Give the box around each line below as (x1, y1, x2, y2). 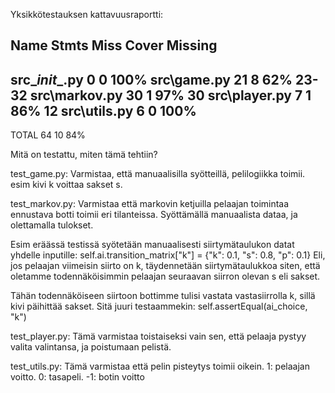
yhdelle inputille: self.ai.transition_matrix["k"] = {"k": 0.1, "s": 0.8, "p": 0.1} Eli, (10, 249, 326, 261)
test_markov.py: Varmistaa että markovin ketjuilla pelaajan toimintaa (10, 198, 290, 210)
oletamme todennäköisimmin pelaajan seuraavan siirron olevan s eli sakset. (10, 270, 321, 283)
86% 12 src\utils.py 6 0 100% (10, 102, 197, 119)
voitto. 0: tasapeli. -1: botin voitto (10, 371, 145, 383)
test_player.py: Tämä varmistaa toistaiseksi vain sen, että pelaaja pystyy (10, 330, 307, 343)
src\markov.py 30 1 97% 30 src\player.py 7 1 (29, 87, 312, 104)
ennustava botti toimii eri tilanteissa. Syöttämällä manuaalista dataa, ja (10, 209, 298, 221)
